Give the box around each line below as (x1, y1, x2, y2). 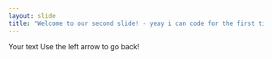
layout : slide (8, 11, 57, 20)
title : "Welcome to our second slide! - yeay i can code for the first (8, 19, 255, 27)
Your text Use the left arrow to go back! (8, 41, 140, 51)
